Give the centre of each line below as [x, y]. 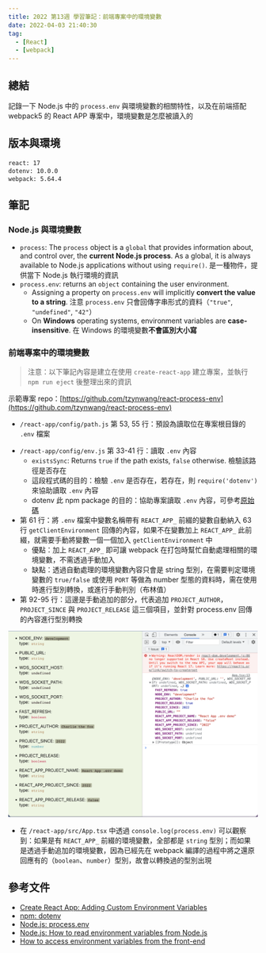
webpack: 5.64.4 [35, 179]
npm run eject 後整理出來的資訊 [80, 382]
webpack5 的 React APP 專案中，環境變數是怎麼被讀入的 [101, 116]
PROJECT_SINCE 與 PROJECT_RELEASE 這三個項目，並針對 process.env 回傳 [136, 609]
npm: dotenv [40, 916]
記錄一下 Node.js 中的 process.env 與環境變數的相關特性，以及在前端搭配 [127, 106]
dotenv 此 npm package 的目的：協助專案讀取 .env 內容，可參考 [136, 500]
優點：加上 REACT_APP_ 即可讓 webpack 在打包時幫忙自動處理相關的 [141, 550]
